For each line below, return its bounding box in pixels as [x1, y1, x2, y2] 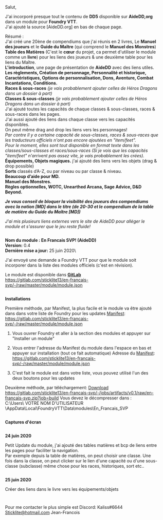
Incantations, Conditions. [5, 80, 57, 86]
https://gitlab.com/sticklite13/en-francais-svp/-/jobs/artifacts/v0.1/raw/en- [5, 390, 154, 395]
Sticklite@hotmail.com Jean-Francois [5, 510, 80, 515]
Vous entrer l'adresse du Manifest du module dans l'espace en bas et [12, 345, 152, 351]
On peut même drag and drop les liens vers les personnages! [5, 127, 127, 132]
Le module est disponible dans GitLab [5, 272, 81, 277]
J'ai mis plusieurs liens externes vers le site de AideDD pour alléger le [5, 218, 145, 224]
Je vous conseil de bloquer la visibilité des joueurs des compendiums [5, 199, 148, 204]
